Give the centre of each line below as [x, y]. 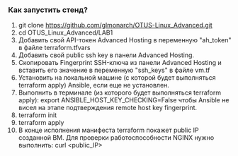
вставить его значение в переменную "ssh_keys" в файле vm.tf [114, 70]
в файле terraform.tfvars [54, 48]
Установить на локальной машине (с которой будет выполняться [117, 78]
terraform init [38, 115]
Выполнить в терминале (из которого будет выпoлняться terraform [120, 92]
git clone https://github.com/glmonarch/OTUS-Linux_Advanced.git [115, 25]
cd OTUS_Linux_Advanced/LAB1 [66, 32]
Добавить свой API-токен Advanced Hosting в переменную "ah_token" [125, 40]
